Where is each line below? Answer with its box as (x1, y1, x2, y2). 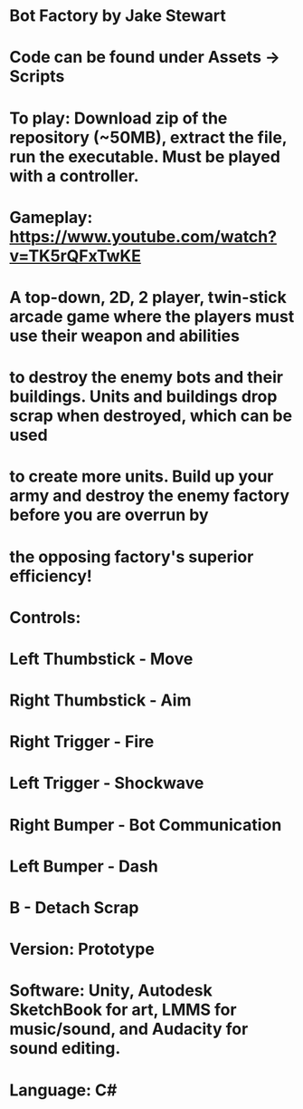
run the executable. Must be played (9, 146, 280, 167)
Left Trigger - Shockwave (9, 773, 204, 793)
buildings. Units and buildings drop (9, 386, 278, 407)
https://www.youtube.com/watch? (9, 226, 278, 247)
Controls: (9, 607, 81, 627)
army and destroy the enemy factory (9, 486, 290, 506)
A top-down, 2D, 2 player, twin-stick (9, 287, 288, 307)
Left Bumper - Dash (9, 856, 158, 876)
